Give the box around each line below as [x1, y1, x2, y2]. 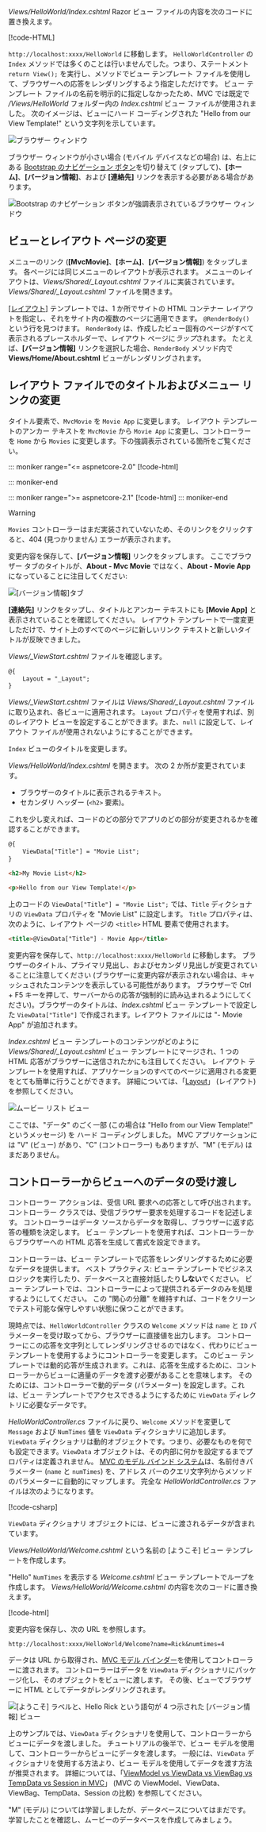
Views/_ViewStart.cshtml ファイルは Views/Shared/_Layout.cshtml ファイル [8, 697, 255, 707]
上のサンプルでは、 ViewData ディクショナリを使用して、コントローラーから [8, 1729, 253, 1738]
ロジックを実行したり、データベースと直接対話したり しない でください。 [8, 1274, 244, 1284]
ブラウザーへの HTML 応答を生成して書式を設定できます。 [14, 1237, 205, 1247]
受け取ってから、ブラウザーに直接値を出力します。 [49, 1331, 215, 1340]
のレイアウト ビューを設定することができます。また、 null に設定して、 [8, 717, 241, 727]
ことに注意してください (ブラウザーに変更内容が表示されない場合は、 [14, 970, 241, 979]
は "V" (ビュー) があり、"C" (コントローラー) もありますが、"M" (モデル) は [8, 1140, 253, 1149]
